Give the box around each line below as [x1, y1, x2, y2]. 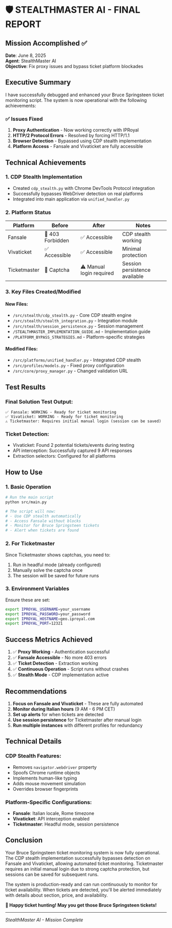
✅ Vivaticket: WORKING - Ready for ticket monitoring [5, 414, 123, 420]
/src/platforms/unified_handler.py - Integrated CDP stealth [12, 357, 141, 363]
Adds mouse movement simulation [12, 780, 86, 786]
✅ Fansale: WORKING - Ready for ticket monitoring [5, 410, 117, 415]
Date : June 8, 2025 [5, 52, 46, 58]
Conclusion [5, 836, 43, 845]
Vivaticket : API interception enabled [12, 815, 90, 822]
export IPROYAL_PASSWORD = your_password [5, 611, 91, 617]
